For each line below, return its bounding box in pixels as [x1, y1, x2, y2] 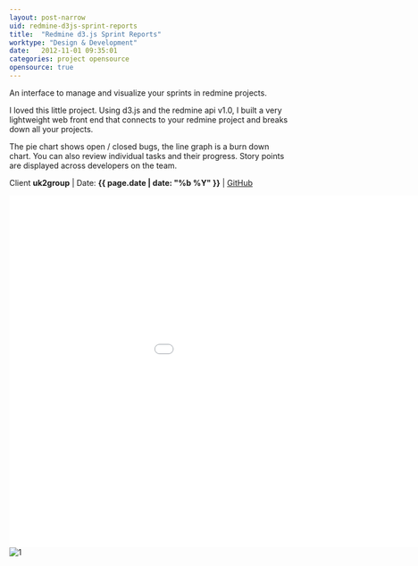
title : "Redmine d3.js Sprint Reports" [9, 30, 163, 38]
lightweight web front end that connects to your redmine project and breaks [9, 114, 288, 125]
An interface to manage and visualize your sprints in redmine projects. [9, 87, 268, 98]
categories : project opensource [9, 55, 130, 63]
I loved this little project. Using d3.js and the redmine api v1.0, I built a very [9, 105, 283, 115]
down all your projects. [9, 123, 94, 134]
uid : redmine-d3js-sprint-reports [9, 21, 138, 30]
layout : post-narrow [9, 13, 87, 22]
